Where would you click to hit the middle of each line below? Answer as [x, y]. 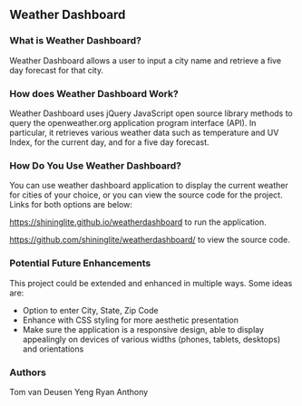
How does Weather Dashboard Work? [94, 93]
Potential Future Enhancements [80, 264]
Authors [28, 372]
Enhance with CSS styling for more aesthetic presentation [130, 320]
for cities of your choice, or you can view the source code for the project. [146, 195]
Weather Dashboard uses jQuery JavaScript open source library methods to [151, 113]
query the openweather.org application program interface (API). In [133, 122]
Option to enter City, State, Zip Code [90, 310]
